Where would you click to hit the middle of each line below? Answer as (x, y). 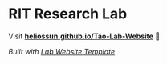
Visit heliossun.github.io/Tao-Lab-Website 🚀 (84, 36)
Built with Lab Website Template (61, 51)
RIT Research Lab (68, 14)
